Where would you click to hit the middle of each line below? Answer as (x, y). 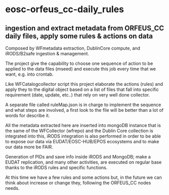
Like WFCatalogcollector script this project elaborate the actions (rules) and (84, 84)
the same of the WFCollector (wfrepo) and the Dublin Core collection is (79, 131)
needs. (12, 188)
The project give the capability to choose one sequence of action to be (79, 63)
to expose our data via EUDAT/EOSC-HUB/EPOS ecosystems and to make (82, 141)
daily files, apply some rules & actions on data (79, 36)
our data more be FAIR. (29, 147)
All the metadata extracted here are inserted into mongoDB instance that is (83, 125)
